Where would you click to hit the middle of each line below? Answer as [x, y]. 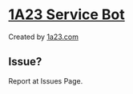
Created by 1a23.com [43, 37]
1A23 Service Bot [67, 15]
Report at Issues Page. [46, 80]
